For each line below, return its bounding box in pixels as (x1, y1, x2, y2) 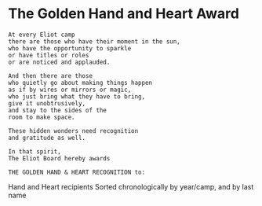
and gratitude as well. (8, 134, 86, 142)
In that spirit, (8, 147, 61, 156)
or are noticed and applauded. (8, 58, 111, 66)
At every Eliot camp (8, 31, 76, 39)
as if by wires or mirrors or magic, (8, 86, 132, 94)
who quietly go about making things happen (8, 79, 153, 86)
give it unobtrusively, (8, 99, 86, 107)
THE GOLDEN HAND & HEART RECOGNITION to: (8, 168, 146, 176)
